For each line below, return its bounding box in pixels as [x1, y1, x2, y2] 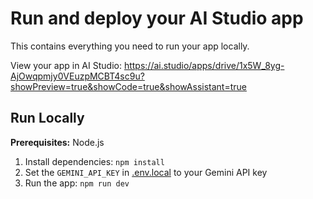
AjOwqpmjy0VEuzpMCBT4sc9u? [10, 70, 145, 82]
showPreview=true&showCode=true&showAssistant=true [10, 80, 247, 92]
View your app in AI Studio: [10, 59, 122, 71]
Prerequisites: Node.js [10, 136, 105, 148]
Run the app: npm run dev [24, 177, 130, 189]
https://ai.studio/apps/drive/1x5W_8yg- [123, 59, 285, 71]
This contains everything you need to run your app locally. [10, 40, 250, 52]
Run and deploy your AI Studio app [10, 7, 304, 30]
